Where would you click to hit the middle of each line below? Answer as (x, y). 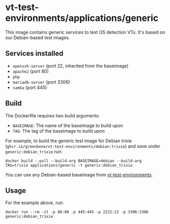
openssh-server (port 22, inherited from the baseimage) (71, 66)
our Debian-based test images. (38, 38)
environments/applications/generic (82, 18)
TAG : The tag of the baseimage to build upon (59, 131)
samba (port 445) (30, 87)
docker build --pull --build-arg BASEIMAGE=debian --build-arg (74, 161)
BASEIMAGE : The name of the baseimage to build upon (68, 125)
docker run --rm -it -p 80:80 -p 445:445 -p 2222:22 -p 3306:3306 (77, 212)
